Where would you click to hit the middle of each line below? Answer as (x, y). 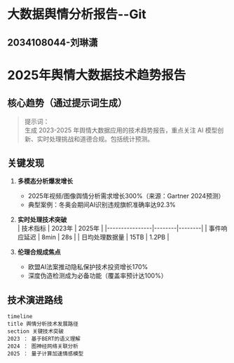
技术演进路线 (35, 300)
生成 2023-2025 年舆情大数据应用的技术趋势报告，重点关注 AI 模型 (121, 130)
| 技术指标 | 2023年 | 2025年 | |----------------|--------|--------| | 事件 (119, 228)
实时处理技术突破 (42, 220)
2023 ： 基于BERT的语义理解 (44, 339)
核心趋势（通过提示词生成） (67, 103)
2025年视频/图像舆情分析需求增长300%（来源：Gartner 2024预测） (126, 196)
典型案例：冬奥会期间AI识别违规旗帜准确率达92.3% (102, 205)
